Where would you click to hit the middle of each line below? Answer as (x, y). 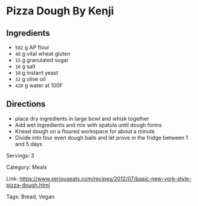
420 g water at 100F (39, 85)
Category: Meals (27, 167)
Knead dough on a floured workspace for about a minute (85, 131)
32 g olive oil (30, 79)
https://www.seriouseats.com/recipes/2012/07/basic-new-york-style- (106, 179)
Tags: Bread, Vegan (31, 196)
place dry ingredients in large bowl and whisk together (82, 118)
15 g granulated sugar (42, 60)
